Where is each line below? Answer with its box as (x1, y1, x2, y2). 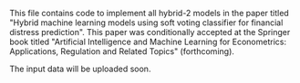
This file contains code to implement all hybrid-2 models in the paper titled (9, 8, 289, 18)
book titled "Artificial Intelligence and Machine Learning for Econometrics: (9, 36, 287, 47)
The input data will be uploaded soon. (9, 63, 151, 74)
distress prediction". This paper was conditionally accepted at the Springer (9, 27, 291, 37)
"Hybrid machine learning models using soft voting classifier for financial (9, 17, 284, 28)
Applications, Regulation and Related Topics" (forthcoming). (9, 46, 235, 57)
